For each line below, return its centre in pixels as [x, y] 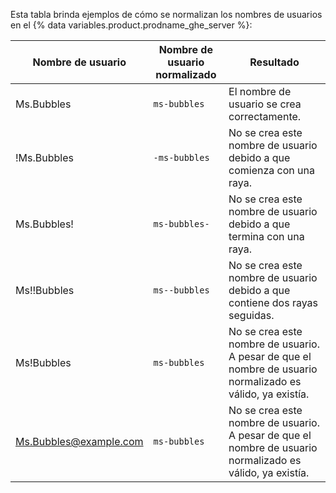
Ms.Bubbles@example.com [79, 441]
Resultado [274, 62]
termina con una [266, 236]
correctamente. [265, 116]
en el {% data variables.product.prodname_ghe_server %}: [131, 25]
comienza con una [271, 170]
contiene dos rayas [273, 302]
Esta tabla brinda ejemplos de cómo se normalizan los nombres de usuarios [166, 14]
